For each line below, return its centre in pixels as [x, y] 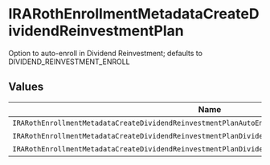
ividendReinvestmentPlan [96, 31]
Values [26, 87]
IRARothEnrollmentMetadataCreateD [134, 14]
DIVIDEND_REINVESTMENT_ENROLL [69, 62]
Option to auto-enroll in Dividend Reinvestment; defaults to [106, 53]
